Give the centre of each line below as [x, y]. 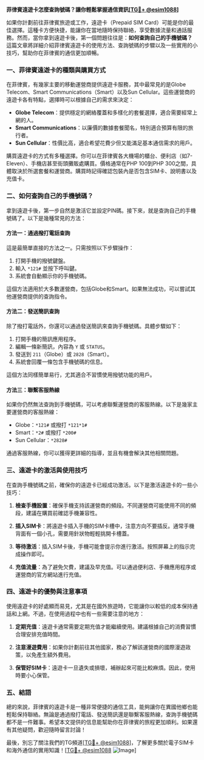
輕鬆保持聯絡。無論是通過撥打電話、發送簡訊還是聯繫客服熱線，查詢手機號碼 [102, 714]
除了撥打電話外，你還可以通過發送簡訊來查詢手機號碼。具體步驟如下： [94, 326]
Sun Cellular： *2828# [41, 440]
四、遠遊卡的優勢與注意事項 [47, 592]
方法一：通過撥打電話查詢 [38, 233]
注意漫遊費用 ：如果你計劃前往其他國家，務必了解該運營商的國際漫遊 [100, 647]
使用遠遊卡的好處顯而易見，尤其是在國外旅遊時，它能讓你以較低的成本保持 [99, 606]
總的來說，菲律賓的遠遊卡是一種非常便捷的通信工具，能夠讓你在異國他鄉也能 [102, 707]
